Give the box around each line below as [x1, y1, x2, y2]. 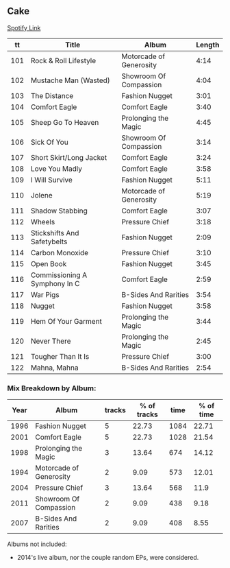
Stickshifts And [30, 228, 79, 237]
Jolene [30, 190, 53, 200]
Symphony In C [30, 279, 80, 288]
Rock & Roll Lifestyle [30, 56, 97, 65]
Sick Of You [30, 137, 68, 147]
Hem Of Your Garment [30, 316, 103, 326]
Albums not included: [7, 540, 67, 548]
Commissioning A [30, 270, 88, 280]
